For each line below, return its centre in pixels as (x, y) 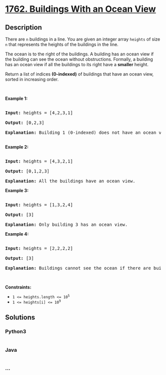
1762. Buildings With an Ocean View (81, 9)
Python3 (16, 332)
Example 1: (17, 98)
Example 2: (17, 147)
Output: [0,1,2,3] (27, 171)
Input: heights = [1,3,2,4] (39, 205)
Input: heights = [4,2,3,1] (39, 113)
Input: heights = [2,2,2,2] (39, 248)
